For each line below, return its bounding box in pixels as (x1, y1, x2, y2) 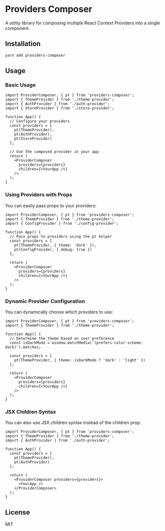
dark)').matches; (5, 345, 41, 350)
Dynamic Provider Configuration (5, 297, 85, 304)
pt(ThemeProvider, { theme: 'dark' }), (14, 243, 97, 248)
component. (5, 25, 30, 31)
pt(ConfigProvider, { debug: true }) (14, 247, 92, 252)
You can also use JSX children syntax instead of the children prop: (5, 420, 142, 426)
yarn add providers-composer (5, 53, 66, 58)
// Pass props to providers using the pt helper (9, 234, 112, 239)
